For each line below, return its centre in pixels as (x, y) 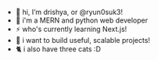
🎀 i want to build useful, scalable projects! (83, 40)
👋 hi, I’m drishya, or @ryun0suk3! (69, 12)
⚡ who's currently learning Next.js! (71, 29)
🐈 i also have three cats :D (58, 49)
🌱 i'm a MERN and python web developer (82, 20)
